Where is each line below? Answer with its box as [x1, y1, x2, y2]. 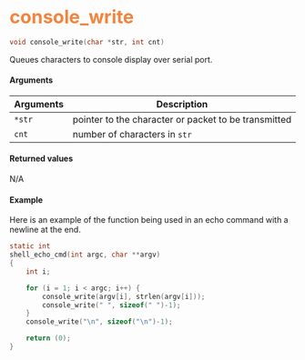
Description [156, 97, 208, 110]
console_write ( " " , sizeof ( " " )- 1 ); [42, 300, 181, 310]
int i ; [25, 266, 51, 276]
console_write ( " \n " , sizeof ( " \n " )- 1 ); [25, 317, 173, 326]
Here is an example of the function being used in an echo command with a [9, 215, 289, 225]
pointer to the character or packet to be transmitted [72, 113, 292, 125]
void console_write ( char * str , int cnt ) [9, 37, 166, 46]
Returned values [9, 153, 74, 165]
